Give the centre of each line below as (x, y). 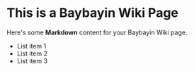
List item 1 (32, 46)
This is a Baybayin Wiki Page (92, 13)
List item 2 (32, 53)
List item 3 (32, 60)
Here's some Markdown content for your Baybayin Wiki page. (97, 32)
